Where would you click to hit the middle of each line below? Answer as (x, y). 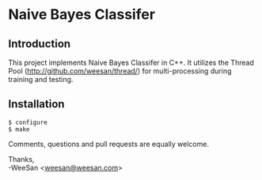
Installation (36, 104)
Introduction (40, 44)
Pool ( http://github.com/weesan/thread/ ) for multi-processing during (120, 71)
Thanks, (21, 159)
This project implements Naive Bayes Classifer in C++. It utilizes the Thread (131, 62)
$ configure (28, 122)
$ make (19, 129)
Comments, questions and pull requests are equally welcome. (109, 144)
